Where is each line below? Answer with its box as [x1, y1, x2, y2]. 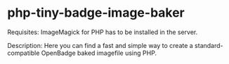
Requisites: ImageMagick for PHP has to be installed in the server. [7, 28, 198, 36]
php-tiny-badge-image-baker [7, 5, 185, 21]
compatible [7, 49, 40, 57]
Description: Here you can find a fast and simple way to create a [7, 41, 193, 49]
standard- [194, 41, 223, 49]
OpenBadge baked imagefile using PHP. [41, 49, 157, 57]
